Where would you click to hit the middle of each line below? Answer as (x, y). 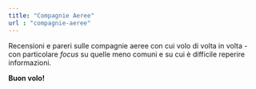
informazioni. (30, 62)
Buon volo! (27, 78)
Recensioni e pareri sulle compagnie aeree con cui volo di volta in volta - (128, 45)
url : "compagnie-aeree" (50, 23)
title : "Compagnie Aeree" (51, 15)
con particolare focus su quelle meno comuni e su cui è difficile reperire (127, 54)
